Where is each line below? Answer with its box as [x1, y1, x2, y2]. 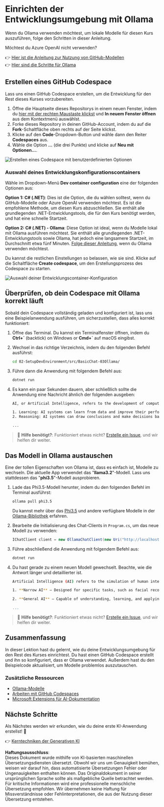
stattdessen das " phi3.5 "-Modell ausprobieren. [5, 475, 101, 481]
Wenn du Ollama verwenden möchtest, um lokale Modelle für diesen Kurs [5, 30, 153, 36]
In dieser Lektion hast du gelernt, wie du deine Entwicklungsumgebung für [5, 646, 156, 652]
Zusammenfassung [5, 634, 66, 642]
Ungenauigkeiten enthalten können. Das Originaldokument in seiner [5, 770, 141, 776]
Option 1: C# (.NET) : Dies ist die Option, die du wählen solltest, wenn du [5, 195, 151, 201]
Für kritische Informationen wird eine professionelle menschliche [5, 781, 136, 786]
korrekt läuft [5, 297, 44, 305]
